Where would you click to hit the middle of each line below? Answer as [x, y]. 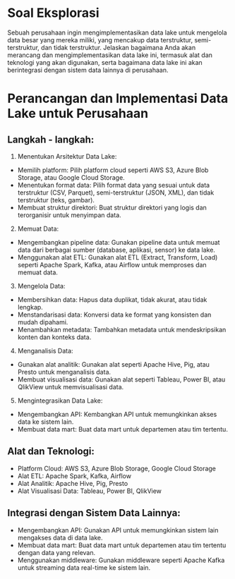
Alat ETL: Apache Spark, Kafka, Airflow [74, 476]
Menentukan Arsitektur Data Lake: [67, 156]
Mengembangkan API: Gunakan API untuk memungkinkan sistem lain [118, 530]
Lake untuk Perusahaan [78, 114]
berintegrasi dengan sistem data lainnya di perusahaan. [88, 70]
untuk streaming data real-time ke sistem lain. [84, 567]
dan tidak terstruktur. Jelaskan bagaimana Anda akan [119, 47]
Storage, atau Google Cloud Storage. [71, 177]
